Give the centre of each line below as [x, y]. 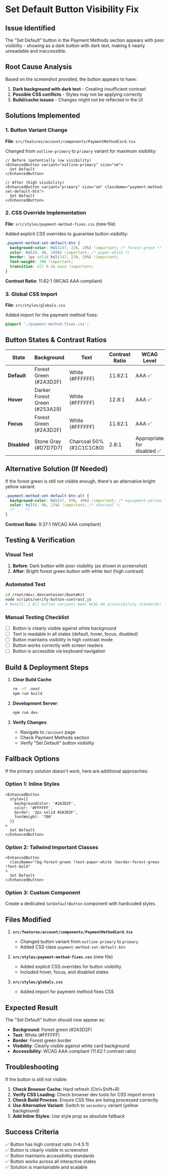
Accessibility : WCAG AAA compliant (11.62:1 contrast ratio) [74, 1051]
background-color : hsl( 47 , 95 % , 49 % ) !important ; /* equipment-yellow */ [89, 500]
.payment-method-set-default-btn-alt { [47, 496]
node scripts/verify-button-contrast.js [49, 599]
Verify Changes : [30, 722]
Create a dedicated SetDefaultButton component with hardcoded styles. [81, 904]
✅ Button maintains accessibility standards [50, 1155]
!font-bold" [18, 867]
